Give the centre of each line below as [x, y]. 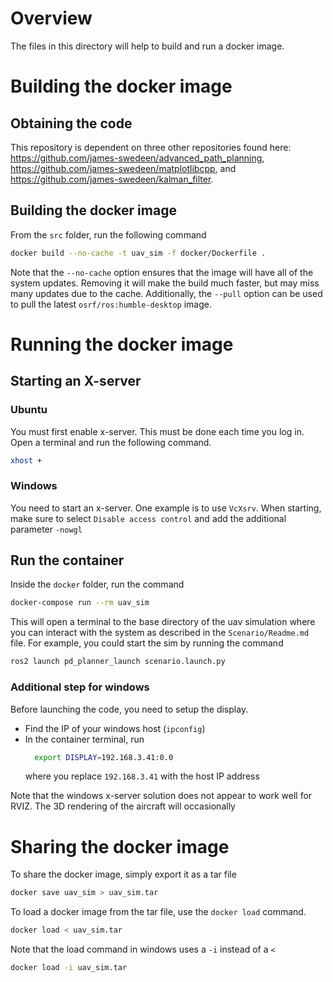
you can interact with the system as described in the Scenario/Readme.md [160, 633]
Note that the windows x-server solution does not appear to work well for [161, 796]
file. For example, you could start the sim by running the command [147, 643]
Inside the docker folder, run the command [97, 584]
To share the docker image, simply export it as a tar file [123, 874]
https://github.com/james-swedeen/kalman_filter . [112, 179]
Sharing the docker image [120, 846]
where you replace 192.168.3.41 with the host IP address [142, 776]
